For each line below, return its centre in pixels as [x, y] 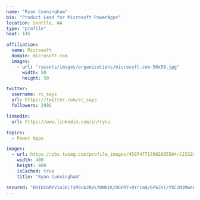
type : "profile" [26, 28]
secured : [17, 187]
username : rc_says [35, 94]
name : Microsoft [32, 50]
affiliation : [22, 45]
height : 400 [32, 165]
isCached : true [36, 171]
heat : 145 [18, 34]
